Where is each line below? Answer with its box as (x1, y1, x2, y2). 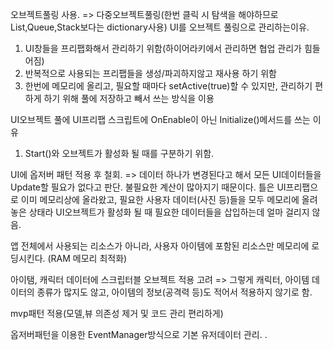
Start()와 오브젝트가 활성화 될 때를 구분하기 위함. (24, 148, 215, 159)
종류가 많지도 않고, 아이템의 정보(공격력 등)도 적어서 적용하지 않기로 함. (36, 286, 313, 298)
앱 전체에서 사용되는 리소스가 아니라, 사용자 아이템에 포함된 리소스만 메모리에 (10, 240, 310, 252)
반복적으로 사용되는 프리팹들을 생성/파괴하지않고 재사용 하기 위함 (24, 68, 277, 79)
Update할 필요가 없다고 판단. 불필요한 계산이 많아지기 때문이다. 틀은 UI (10, 181, 287, 193)
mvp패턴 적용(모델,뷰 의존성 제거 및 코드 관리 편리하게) (10, 308, 224, 319)
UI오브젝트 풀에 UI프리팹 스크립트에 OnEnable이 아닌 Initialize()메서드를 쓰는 (10, 114, 311, 125)
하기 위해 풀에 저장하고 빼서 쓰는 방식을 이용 (43, 93, 215, 104)
